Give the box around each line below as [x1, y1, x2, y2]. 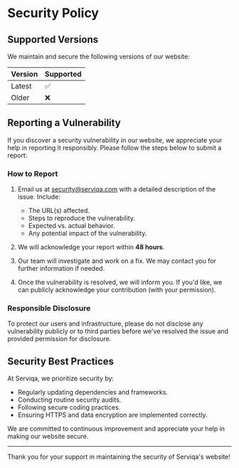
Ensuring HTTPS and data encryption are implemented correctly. [17, 411, 208, 420]
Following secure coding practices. [17, 403, 121, 412]
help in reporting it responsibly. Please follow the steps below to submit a [7, 143, 222, 152]
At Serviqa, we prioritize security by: [7, 374, 115, 383]
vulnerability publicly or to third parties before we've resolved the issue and [7, 327, 229, 336]
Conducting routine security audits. [17, 395, 122, 404]
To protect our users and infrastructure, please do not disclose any [7, 319, 203, 328]
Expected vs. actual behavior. [28, 222, 115, 230]
